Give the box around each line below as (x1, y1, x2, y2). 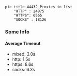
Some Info (5, 28, 30, 35)
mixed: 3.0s (12, 51, 35, 57)
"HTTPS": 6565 (14, 13, 42, 18)
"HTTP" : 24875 (14, 9, 45, 14)
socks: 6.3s (12, 67, 35, 73)
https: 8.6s (12, 61, 34, 67)
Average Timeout (5, 40, 41, 46)
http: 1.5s (12, 56, 31, 62)
